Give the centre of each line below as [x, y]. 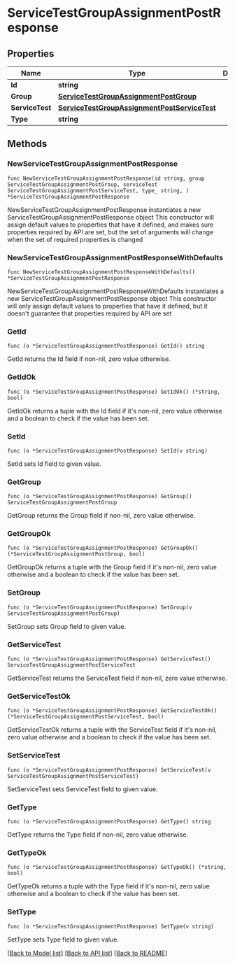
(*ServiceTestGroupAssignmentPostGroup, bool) [76, 554]
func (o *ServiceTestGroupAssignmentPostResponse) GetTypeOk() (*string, [117, 867]
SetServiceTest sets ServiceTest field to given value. [83, 789]
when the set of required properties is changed [75, 239]
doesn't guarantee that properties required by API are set [90, 313]
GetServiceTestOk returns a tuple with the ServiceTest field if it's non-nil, [112, 730]
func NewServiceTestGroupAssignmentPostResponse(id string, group [106, 178]
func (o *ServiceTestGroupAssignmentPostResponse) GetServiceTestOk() [112, 711]
